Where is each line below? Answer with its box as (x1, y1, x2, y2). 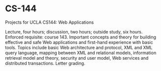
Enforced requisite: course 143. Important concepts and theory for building (5, 34, 156, 40)
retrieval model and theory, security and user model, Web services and (5, 55, 149, 61)
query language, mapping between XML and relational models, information (5, 50, 157, 56)
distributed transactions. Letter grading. (5, 60, 85, 66)
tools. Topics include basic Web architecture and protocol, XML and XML (5, 44, 153, 50)
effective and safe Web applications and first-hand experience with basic (5, 39, 153, 45)
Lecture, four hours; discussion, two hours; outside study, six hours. (5, 29, 143, 35)
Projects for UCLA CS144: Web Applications (5, 19, 94, 25)
